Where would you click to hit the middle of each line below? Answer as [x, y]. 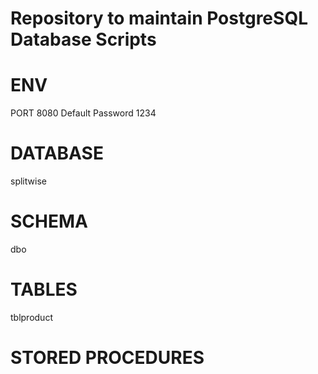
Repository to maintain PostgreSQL [159, 18]
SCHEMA [49, 221]
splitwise [28, 181]
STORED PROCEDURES [107, 358]
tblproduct [31, 317]
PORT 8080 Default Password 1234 [83, 113]
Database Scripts [83, 39]
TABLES [44, 289]
